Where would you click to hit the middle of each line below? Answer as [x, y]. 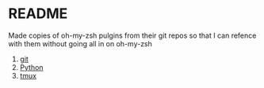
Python [31, 67]
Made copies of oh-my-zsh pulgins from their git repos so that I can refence [132, 35]
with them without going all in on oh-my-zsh [80, 43]
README [38, 14]
